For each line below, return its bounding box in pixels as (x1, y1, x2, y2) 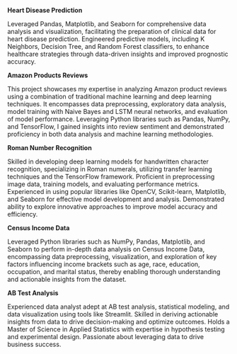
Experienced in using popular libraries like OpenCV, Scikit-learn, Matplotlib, (7, 188, 226, 195)
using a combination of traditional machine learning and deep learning (7, 92, 212, 101)
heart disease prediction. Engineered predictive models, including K (7, 35, 205, 43)
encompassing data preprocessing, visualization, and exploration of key (7, 253, 217, 261)
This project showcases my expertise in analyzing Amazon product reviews (7, 85, 228, 93)
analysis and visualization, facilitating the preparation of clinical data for (7, 28, 216, 35)
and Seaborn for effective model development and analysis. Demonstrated (7, 195, 225, 203)
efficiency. (7, 210, 38, 218)
